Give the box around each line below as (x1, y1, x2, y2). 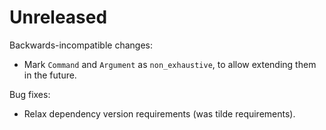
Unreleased (9, 6, 108, 29)
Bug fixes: (9, 88, 51, 100)
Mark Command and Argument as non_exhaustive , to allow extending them (23, 58, 317, 70)
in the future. (23, 69, 77, 81)
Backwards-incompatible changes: (9, 39, 153, 51)
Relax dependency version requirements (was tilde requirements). (23, 107, 296, 120)
